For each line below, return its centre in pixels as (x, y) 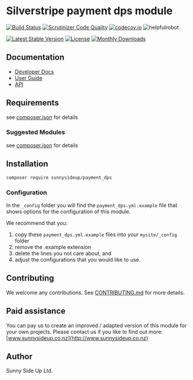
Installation (27, 164)
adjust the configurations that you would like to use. (78, 259)
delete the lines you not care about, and (63, 253)
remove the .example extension (53, 247)
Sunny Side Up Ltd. (30, 371)
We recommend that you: (37, 223)
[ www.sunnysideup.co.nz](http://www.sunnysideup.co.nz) (77, 338)
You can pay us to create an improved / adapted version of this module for (97, 325)
